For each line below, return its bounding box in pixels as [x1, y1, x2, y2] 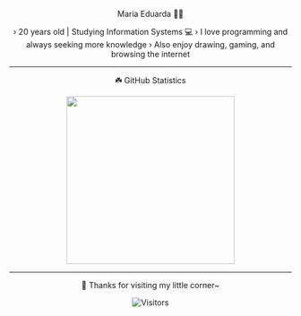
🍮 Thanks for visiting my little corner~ [81, 280, 220, 290]
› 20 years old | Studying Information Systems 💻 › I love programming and [13, 27, 288, 37]
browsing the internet [110, 49, 191, 59]
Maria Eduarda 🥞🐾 [116, 9, 184, 19]
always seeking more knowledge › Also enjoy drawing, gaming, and [25, 39, 276, 49]
